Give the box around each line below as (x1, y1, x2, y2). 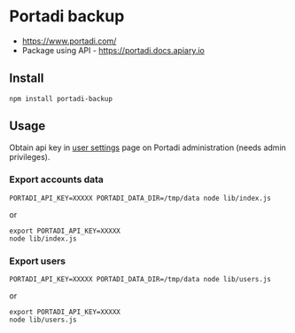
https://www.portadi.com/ (21, 36, 117, 46)
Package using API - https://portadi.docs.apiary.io (21, 44, 206, 55)
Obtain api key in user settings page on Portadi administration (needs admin (9, 142, 286, 153)
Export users (9, 255, 66, 267)
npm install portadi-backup (9, 94, 113, 103)
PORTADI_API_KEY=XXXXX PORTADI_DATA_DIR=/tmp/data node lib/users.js (9, 275, 272, 284)
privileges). (9, 151, 50, 162)
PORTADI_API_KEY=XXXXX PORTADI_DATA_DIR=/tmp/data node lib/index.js (9, 194, 272, 202)
